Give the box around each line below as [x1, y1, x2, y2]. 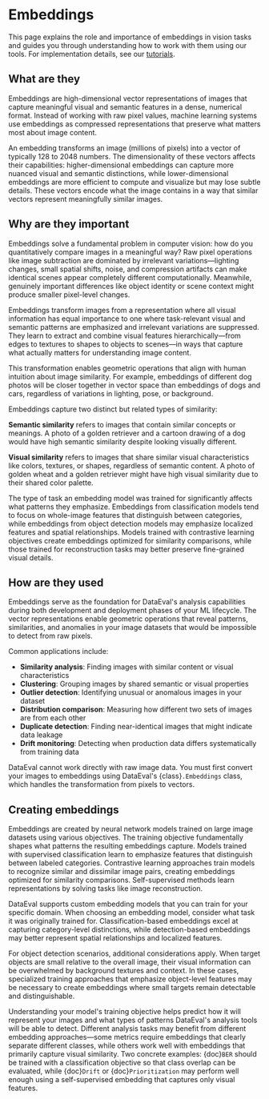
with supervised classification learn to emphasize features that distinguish [8, 850, 254, 860]
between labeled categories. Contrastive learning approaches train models [8, 858, 255, 868]
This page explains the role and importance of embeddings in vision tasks [8, 32, 252, 42]
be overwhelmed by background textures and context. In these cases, [8, 966, 239, 976]
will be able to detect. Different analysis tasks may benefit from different [8, 1024, 247, 1033]
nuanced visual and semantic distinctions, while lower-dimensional [8, 168, 229, 178]
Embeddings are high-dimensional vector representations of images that [8, 94, 247, 103]
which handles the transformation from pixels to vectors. [8, 780, 195, 789]
